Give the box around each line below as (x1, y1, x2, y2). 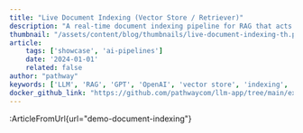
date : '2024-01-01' (25, 55, 99, 64)
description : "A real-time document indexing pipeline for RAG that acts (9, 22, 293, 31)
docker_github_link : (9, 88, 87, 97)
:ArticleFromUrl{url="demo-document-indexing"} (9, 113, 192, 124)
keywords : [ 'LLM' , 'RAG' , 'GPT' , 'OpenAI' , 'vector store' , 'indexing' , (9, 80, 289, 89)
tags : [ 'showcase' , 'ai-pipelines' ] (25, 47, 164, 56)
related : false (25, 64, 83, 73)
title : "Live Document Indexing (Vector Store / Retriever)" (9, 13, 244, 22)
